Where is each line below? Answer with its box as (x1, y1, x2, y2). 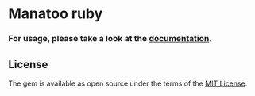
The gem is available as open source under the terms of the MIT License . (8, 79, 248, 88)
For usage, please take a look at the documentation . (8, 33, 212, 44)
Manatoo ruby (8, 5, 103, 23)
